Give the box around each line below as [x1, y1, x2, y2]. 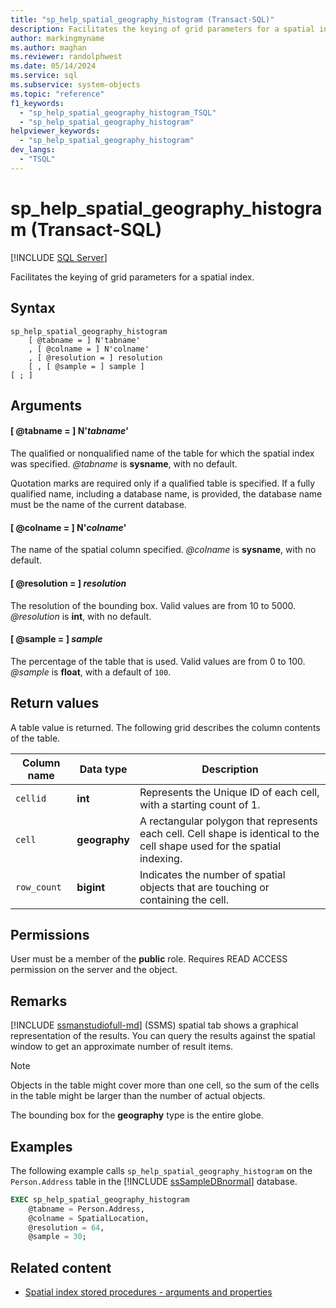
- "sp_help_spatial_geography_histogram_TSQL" [19, 107, 217, 118]
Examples [10, 1138, 73, 1155]
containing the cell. [139, 892, 230, 906]
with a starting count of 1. [139, 797, 261, 811]
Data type [79, 762, 128, 776]
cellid [15, 792, 47, 804]
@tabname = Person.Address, [28, 1204, 145, 1214]
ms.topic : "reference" [10, 89, 105, 99]
